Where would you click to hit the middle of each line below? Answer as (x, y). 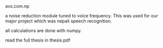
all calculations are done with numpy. (43, 30)
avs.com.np (17, 6)
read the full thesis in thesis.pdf (38, 40)
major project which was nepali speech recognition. (58, 21)
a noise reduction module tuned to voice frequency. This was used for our (81, 16)
